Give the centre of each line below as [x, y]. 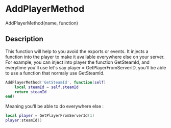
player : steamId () [24, 120]
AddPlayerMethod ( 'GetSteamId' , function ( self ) [56, 82]
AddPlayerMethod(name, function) [42, 23]
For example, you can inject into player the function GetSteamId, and [77, 62]
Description [24, 39]
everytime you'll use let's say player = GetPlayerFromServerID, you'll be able [86, 67]
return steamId [31, 92]
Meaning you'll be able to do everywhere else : [54, 106]
